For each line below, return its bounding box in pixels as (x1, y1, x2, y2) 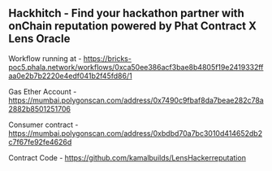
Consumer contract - (8, 120, 79, 129)
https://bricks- (83, 53, 132, 64)
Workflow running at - (8, 53, 82, 64)
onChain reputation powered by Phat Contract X (8, 20, 257, 33)
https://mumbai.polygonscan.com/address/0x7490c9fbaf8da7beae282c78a (8, 95, 264, 105)
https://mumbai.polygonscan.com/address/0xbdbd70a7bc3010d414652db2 (8, 128, 262, 138)
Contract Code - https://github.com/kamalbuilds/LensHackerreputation (8, 152, 246, 162)
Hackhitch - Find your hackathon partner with (8, 7, 245, 20)
